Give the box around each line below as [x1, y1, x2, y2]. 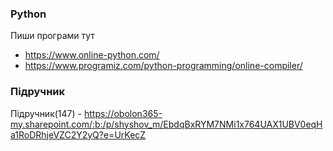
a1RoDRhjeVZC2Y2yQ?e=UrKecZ [10, 128, 147, 141]
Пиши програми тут [10, 30, 95, 42]
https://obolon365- [83, 107, 163, 119]
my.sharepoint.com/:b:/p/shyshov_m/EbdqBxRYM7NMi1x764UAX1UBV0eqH [10, 118, 323, 130]
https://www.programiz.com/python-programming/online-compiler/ [24, 60, 303, 72]
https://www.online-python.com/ [24, 49, 160, 61]
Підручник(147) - [10, 107, 82, 119]
